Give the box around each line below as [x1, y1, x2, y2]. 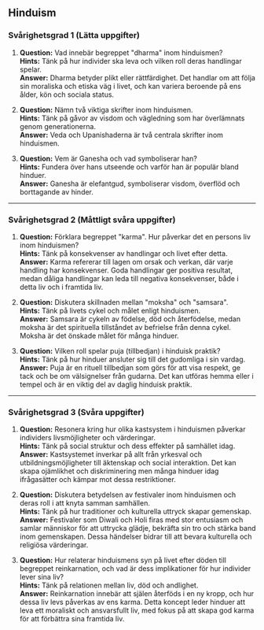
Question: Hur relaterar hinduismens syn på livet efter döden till [19, 555, 226, 565]
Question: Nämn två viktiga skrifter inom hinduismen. [19, 105, 193, 114]
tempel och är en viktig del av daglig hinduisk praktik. [19, 380, 192, 389]
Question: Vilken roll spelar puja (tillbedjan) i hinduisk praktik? [19, 346, 221, 355]
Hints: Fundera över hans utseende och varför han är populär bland [19, 161, 240, 172]
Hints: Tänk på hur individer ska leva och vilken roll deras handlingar [19, 56, 242, 65]
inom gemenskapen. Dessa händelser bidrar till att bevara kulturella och [19, 532, 253, 542]
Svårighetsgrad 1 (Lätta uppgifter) [8, 30, 140, 41]
